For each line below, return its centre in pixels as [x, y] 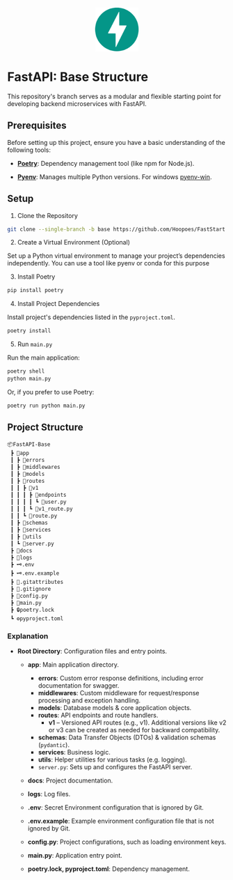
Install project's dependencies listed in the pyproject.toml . [91, 317]
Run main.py [35, 344]
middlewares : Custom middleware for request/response [119, 693]
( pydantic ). [54, 744]
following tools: [29, 150]
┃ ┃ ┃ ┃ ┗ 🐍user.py [39, 502]
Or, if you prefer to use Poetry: [51, 392]
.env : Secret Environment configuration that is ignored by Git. [115, 807]
